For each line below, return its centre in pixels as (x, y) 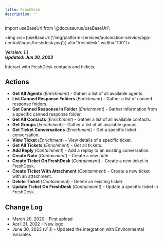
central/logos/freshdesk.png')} (36, 42)
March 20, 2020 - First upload (42, 219)
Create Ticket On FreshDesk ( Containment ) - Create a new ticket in (80, 161)
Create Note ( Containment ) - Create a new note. (61, 156)
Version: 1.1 (17, 52)
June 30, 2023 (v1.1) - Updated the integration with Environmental (78, 229)
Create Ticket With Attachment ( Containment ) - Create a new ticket (81, 171)
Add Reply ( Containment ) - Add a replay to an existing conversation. (81, 150)
